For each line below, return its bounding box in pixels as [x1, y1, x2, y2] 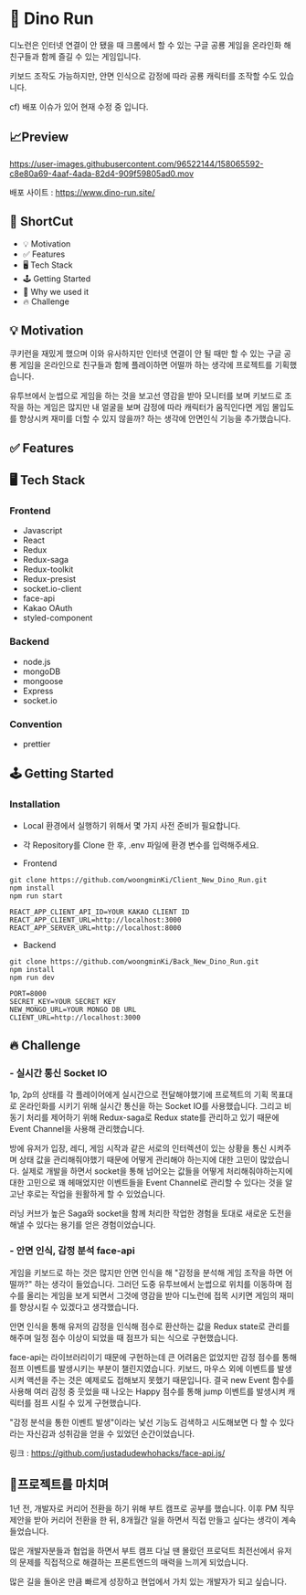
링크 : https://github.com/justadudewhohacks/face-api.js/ [9, 1447, 226, 1458]
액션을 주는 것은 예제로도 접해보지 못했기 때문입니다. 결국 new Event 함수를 [26, 1374, 295, 1385]
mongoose [22, 675, 64, 686]
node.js [22, 656, 52, 667]
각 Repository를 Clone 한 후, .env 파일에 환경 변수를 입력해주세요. [22, 840, 259, 850]
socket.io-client [22, 584, 82, 595]
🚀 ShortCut [9, 214, 74, 229]
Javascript [22, 525, 63, 536]
